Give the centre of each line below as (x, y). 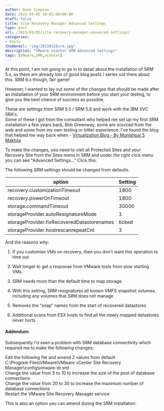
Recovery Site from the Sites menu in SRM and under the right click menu (79, 155)
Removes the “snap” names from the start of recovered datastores (79, 305)
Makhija (13, 140)
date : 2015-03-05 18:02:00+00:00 (39, 14)
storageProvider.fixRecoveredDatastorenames (61, 222)
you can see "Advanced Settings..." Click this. (51, 161)
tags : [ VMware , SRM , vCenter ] (34, 55)
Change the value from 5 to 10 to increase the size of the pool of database (80, 373)
